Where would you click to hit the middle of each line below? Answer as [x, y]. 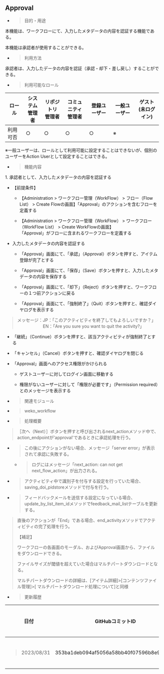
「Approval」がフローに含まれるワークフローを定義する [75, 233]
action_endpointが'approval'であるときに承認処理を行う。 [75, 437]
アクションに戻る [58, 293]
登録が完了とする [37, 260]
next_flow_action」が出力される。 [66, 470]
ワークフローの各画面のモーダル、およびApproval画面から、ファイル [86, 547]
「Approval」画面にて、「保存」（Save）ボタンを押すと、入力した [84, 270]
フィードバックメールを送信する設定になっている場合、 [80, 497]
